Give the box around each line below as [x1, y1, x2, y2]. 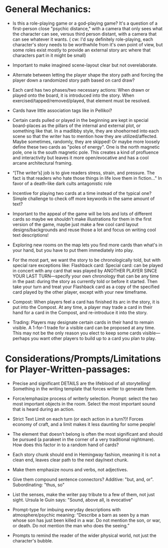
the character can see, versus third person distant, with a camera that [12, 31, 157, 37]
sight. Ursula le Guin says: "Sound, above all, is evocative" [12, 497, 133, 503]
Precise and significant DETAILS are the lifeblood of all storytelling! [12, 380, 150, 386]
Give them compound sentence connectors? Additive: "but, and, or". [12, 476, 154, 482]
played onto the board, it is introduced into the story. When [12, 92, 134, 98]
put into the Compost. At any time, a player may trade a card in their [12, 304, 153, 310]
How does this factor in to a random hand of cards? [12, 442, 119, 448]
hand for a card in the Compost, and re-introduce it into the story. [12, 309, 148, 315]
